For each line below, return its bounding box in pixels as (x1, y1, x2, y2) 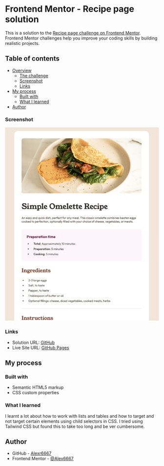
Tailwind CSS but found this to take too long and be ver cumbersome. (5, 424, 145, 429)
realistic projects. (5, 40, 40, 46)
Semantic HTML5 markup (12, 384, 64, 390)
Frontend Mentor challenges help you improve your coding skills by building (5, 35, 158, 41)
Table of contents (5, 55, 60, 63)
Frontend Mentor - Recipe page (5, 3, 134, 15)
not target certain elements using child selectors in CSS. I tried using (5, 418, 143, 424)
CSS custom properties (12, 390, 60, 396)
